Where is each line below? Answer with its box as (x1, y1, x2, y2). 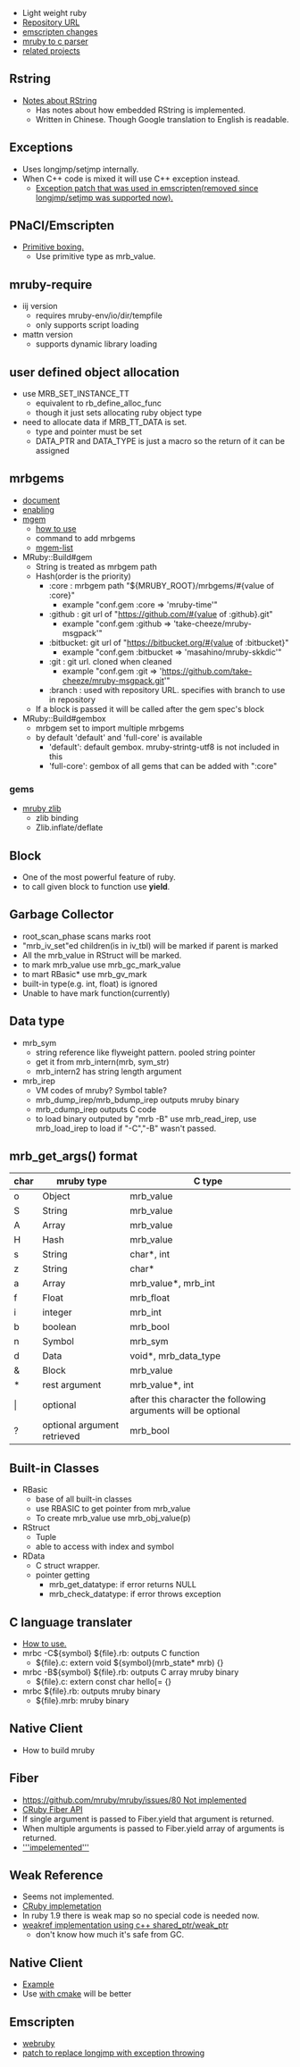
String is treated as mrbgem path (35, 561, 158, 572)
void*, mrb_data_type (129, 1350, 221, 1362)
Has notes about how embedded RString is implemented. (35, 105, 246, 115)
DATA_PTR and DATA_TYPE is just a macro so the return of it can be (35, 436, 286, 447)
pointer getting (35, 1569, 91, 1580)
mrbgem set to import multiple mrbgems (35, 723, 185, 733)
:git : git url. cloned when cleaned (48, 656, 172, 666)
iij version (21, 301, 58, 312)
